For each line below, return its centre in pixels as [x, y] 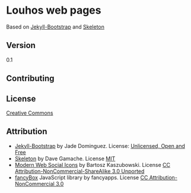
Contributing [30, 79]
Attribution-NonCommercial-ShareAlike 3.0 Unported [79, 171]
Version [21, 45]
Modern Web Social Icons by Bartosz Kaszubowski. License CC [93, 164]
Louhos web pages [54, 10]
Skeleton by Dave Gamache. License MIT [65, 159]
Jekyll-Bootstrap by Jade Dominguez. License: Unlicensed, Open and [100, 145]
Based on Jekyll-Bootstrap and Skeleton [55, 27]
